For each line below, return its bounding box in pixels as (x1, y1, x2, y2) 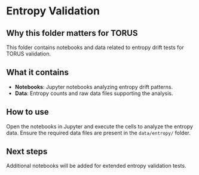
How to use (6, 107, 49, 117)
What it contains (6, 67, 69, 78)
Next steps (6, 146, 48, 156)
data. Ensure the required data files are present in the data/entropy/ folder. (6, 129, 191, 136)
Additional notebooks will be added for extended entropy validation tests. (6, 162, 186, 170)
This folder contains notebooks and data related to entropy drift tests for (6, 44, 184, 51)
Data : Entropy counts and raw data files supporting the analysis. (14, 90, 173, 97)
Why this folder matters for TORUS (6, 28, 138, 38)
